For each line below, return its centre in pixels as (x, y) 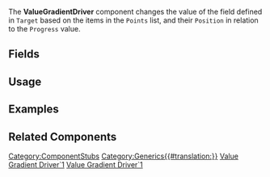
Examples (34, 110)
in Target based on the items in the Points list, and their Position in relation (133, 20)
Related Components (63, 137)
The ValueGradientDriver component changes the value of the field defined (135, 12)
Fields (24, 55)
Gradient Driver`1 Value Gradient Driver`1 (76, 164)
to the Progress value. (44, 29)
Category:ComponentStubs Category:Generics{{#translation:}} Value (123, 156)
